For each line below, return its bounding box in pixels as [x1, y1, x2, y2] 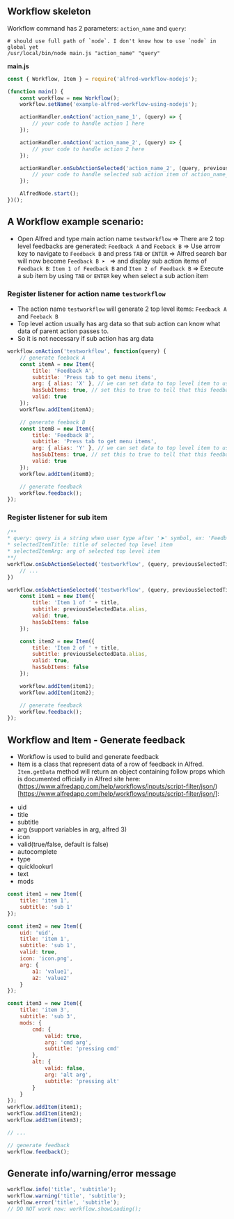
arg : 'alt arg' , [44, 1071, 92, 1078]
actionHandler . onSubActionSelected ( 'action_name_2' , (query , [19, 164, 201, 171]
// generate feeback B [19, 418, 86, 426]
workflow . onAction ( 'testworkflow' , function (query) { [7, 348, 167, 355]
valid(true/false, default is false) [17, 840, 109, 849]
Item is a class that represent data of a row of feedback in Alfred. [17, 760, 204, 769]
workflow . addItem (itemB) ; [19, 470, 95, 477]
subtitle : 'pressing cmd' [44, 1045, 120, 1052]
